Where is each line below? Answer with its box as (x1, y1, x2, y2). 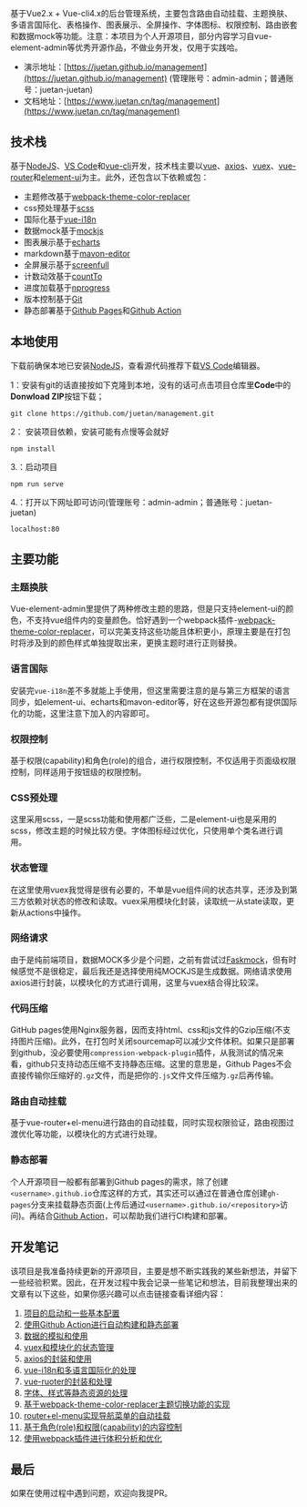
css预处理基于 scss (23, 202, 95, 213)
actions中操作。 (26, 907, 86, 918)
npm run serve (10, 479, 65, 489)
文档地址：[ (23, 96, 67, 107)
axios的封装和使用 (23, 1353, 92, 1364)
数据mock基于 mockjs (23, 225, 104, 236)
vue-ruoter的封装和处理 (23, 1376, 113, 1387)
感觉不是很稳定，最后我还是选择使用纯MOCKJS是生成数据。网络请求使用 (17, 965, 292, 976)
